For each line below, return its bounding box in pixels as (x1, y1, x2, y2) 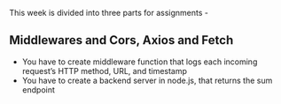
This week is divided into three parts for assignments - (9, 8, 208, 18)
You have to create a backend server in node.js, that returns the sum (21, 75, 273, 85)
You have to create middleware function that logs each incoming (21, 56, 258, 67)
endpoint (21, 84, 56, 95)
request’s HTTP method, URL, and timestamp (21, 65, 188, 76)
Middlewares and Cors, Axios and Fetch (9, 33, 234, 48)
